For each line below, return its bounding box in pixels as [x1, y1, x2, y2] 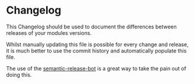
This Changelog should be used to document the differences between [6, 23, 177, 30]
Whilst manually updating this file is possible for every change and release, [6, 41, 189, 48]
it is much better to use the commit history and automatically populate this [6, 47, 187, 54]
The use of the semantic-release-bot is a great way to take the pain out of [6, 64, 186, 72]
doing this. [6, 71, 32, 78]
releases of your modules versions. [6, 29, 92, 36]
